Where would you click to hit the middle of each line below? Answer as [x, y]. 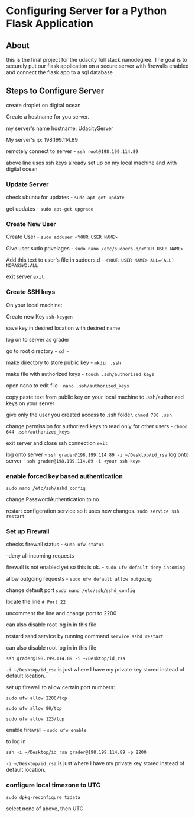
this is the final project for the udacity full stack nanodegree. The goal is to [97, 60]
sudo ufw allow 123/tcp [35, 719]
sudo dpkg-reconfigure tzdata [43, 797]
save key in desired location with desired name [63, 328]
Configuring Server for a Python [87, 11]
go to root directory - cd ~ [38, 351]
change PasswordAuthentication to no [53, 499]
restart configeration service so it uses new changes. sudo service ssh [93, 511]
